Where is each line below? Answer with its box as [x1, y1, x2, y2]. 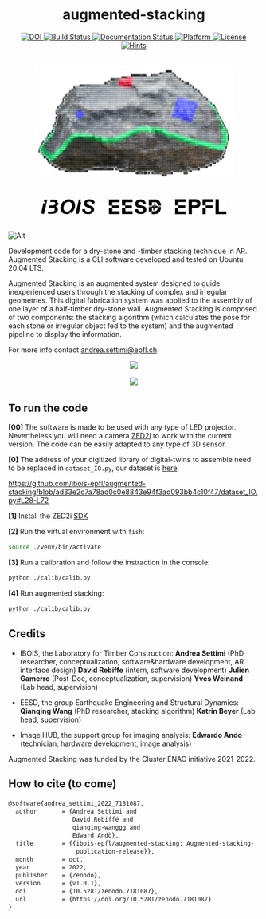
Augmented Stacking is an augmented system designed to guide [8, 279, 221, 288]
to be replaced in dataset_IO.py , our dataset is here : [8, 463, 180, 473]
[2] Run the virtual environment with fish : [8, 527, 145, 537]
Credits [8, 627, 46, 640]
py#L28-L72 [8, 496, 49, 505]
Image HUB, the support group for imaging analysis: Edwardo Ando [19, 730, 243, 739]
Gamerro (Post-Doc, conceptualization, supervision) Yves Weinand [19, 673, 244, 683]
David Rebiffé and [72, 815, 134, 823]
